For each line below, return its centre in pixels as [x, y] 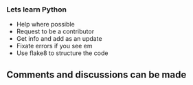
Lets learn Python [36, 10]
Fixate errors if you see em [54, 46]
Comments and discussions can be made [96, 74]
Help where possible [45, 24]
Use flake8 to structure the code [62, 53]
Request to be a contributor [55, 31]
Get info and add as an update [59, 39]
